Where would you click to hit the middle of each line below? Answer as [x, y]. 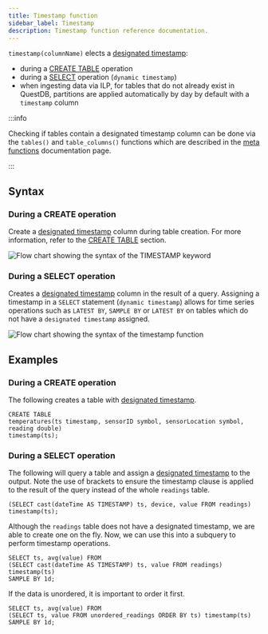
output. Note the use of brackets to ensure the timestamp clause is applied [131, 481]
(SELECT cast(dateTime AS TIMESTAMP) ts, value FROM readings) [116, 565]
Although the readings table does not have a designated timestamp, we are [132, 526]
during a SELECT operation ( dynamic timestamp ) [98, 78]
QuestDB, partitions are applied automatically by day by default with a [134, 94]
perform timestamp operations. [59, 544]
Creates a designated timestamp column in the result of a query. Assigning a [134, 293]
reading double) [35, 429]
